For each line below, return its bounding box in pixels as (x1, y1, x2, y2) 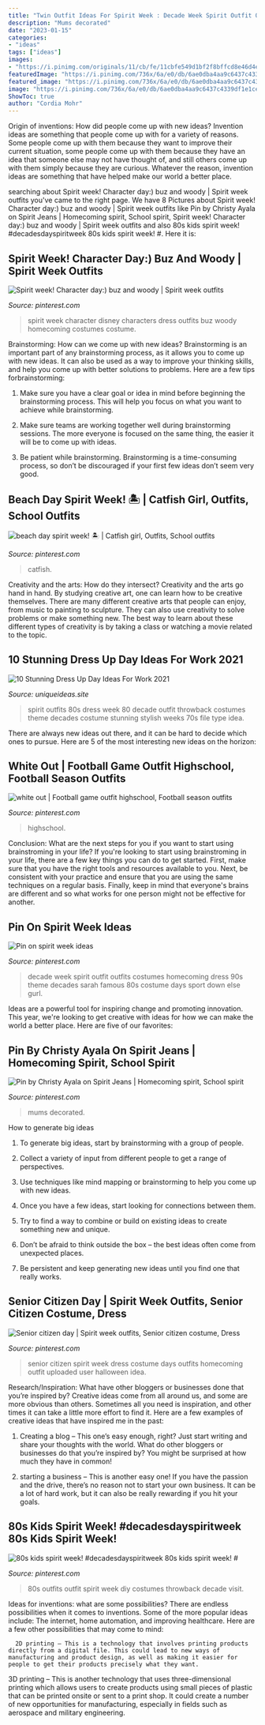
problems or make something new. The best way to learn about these (8, 613, 233, 622)
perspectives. (19, 1162, 65, 1171)
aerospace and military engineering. (8, 1708, 126, 1717)
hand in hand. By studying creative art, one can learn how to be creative (8, 588, 243, 597)
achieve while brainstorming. (19, 404, 114, 415)
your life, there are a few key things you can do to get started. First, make (8, 855, 247, 865)
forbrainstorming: (8, 373, 65, 382)
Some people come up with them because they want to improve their (8, 138, 233, 148)
